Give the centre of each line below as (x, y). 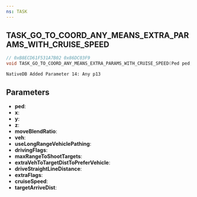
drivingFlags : (31, 150)
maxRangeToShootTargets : (48, 156)
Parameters (28, 92)
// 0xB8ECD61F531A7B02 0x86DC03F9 (48, 58)
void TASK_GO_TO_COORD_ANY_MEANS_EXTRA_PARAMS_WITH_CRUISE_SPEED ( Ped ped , (99, 64)
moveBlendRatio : (36, 131)
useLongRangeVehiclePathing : (53, 144)
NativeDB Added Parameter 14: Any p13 (53, 74)
